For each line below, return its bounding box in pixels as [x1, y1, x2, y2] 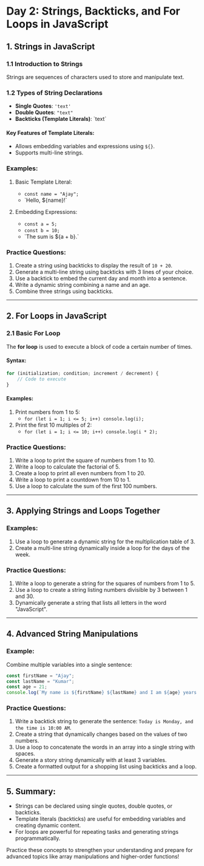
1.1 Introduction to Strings [6, 60, 83, 68]
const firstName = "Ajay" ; [6, 673, 75, 679]
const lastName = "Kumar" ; [6, 678, 75, 684]
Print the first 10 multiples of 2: [15, 421, 92, 428]
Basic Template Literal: [15, 178, 72, 185]
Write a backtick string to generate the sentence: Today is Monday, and [15, 718, 194, 725]
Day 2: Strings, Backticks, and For [6, 4, 180, 18]
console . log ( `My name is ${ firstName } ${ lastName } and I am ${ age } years [6, 690, 197, 696]
